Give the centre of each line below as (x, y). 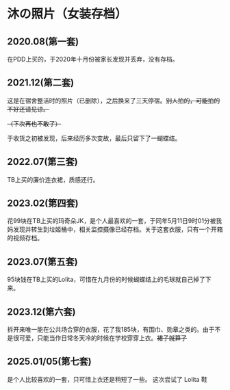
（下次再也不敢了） (34, 123)
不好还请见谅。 (28, 109)
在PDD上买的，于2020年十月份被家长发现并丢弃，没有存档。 (93, 59)
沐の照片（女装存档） (67, 14)
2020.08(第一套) (43, 41)
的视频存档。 (25, 238)
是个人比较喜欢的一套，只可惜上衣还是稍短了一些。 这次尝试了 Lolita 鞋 (107, 379)
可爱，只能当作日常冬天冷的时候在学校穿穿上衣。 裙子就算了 (103, 338)
